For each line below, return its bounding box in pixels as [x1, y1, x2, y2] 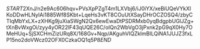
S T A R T [6, 5, 23, 12]
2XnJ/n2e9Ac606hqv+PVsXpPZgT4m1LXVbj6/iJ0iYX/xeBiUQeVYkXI [23, 5, 191, 12]
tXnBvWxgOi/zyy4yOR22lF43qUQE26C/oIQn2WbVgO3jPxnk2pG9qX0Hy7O [6, 24, 193, 31]
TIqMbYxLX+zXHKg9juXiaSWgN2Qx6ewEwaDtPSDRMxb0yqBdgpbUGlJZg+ [6, 18, 194, 24]
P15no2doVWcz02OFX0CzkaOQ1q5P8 [6, 37, 100, 43]
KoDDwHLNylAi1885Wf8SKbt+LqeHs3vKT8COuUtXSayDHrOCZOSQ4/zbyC [6, 11, 193, 18]
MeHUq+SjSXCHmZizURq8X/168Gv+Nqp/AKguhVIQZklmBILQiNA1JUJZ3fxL [6, 30, 193, 37]
